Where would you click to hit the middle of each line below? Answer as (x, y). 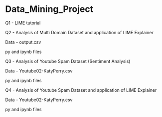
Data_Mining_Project (49, 9)
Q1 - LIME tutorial (23, 23)
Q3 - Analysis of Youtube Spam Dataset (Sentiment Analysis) (68, 61)
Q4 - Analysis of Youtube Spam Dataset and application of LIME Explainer (81, 90)
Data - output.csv (23, 42)
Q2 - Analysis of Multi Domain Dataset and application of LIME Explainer (79, 32)
